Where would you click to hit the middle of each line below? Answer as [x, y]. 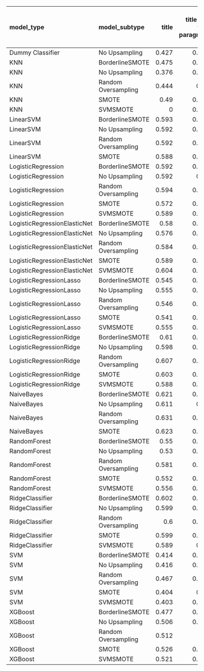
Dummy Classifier [35, 53]
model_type [27, 27]
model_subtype [121, 27]
